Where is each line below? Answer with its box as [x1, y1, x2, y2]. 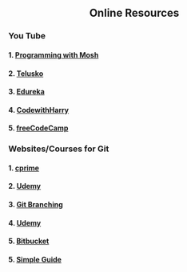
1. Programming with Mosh [8, 50, 99, 59]
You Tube [8, 30, 46, 42]
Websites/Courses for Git [8, 143, 109, 154]
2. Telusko [8, 68, 44, 78]
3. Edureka [8, 87, 46, 97]
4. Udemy [8, 218, 42, 227]
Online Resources [89, 6, 180, 20]
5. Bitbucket [8, 236, 50, 246]
